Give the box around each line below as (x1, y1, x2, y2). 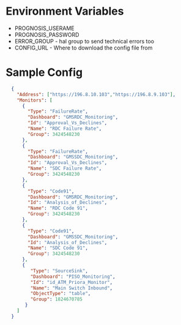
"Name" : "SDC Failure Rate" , (28, 165, 102, 172)
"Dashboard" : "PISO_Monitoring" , (30, 274, 116, 280)
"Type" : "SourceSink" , (30, 267, 88, 274)
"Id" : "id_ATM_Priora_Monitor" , (30, 279, 113, 285)
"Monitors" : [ (17, 97, 53, 103)
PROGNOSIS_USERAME (14, 24, 75, 32)
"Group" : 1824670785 (30, 296, 83, 302)
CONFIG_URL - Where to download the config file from (14, 44, 153, 51)
